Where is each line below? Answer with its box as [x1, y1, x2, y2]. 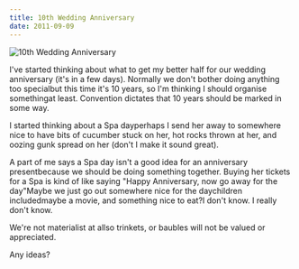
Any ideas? [9, 249, 51, 260]
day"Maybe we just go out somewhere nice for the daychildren [9, 185, 243, 196]
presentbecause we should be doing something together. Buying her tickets [9, 166, 291, 177]
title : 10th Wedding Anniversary [9, 13, 135, 23]
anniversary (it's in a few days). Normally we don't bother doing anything [9, 73, 280, 84]
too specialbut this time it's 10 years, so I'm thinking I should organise [9, 83, 267, 94]
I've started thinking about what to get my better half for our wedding [9, 64, 266, 75]
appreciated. [9, 231, 57, 242]
